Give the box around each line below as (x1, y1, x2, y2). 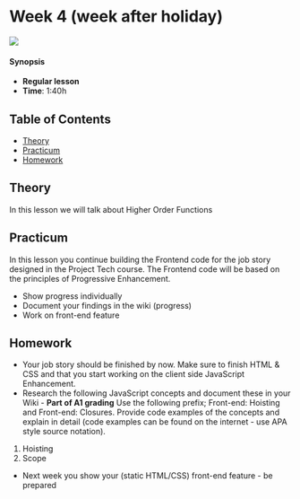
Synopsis (9, 56, 46, 66)
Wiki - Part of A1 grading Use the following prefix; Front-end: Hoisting (21, 398, 280, 408)
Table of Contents (9, 111, 112, 127)
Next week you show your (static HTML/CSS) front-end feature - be (21, 470, 273, 481)
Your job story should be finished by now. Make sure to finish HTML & (21, 359, 280, 370)
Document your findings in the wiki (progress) (21, 300, 193, 311)
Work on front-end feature (21, 310, 120, 320)
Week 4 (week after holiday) (9, 6, 224, 27)
